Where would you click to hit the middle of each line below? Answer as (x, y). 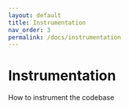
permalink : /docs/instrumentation (65, 37)
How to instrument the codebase (61, 98)
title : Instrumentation (47, 23)
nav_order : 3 (29, 30)
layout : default (35, 15)
